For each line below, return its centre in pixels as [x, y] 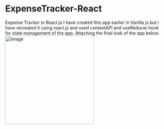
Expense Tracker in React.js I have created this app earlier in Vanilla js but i [82, 22]
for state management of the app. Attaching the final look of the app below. [82, 33]
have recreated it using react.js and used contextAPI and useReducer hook [82, 27]
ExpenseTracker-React [54, 9]
